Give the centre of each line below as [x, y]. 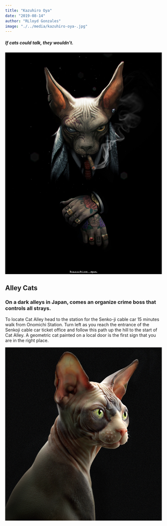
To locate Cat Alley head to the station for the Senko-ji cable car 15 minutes [82, 319]
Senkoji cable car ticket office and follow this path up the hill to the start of [81, 330]
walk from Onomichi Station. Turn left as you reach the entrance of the [77, 324]
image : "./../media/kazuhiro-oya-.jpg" [46, 26]
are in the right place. [27, 340]
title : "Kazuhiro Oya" [29, 10]
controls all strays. [28, 308]
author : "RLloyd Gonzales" [33, 21]
